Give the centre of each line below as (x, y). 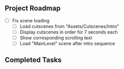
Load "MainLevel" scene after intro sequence (67, 44)
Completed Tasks (33, 60)
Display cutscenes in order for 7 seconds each (69, 32)
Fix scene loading (31, 20)
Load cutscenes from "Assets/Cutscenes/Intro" (69, 26)
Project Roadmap (33, 8)
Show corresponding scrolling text (56, 38)
